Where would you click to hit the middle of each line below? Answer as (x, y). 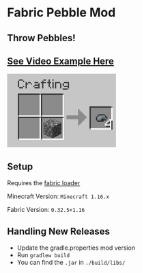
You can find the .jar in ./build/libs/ (71, 263)
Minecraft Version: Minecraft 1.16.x (58, 196)
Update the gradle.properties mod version (76, 248)
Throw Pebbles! (42, 38)
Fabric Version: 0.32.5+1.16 (46, 210)
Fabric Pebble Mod (61, 13)
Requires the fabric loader (44, 183)
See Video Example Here (61, 61)
